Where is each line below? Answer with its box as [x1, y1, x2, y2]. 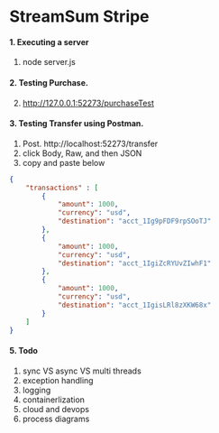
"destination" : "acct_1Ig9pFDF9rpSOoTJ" [57, 216, 212, 226]
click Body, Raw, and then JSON [22, 147, 142, 159]
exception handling [22, 374, 94, 385]
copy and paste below [22, 157, 105, 168]
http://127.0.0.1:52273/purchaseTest [22, 97, 155, 108]
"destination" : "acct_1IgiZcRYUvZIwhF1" [57, 259, 212, 268]
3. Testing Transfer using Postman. [9, 118, 144, 129]
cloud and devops [22, 403, 90, 414]
